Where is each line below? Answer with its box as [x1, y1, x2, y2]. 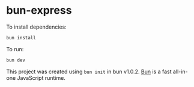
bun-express [6, 4, 72, 17]
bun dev [6, 57, 26, 63]
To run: [6, 45, 24, 52]
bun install [6, 35, 36, 41]
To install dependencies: [6, 23, 67, 30]
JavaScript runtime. [17, 74, 66, 81]
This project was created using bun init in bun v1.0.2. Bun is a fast [6, 68, 172, 75]
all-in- [172, 68, 188, 75]
